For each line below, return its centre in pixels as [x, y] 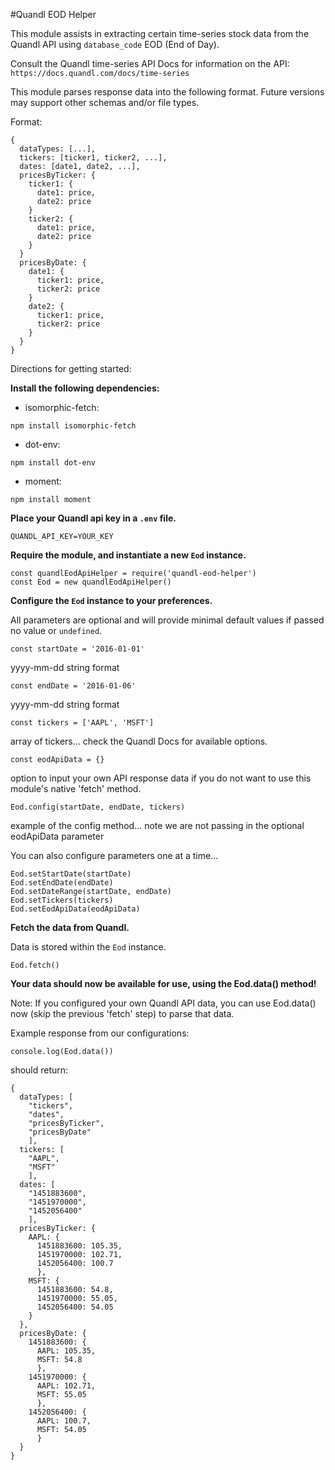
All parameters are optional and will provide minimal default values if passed [167, 620]
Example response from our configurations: [100, 1033]
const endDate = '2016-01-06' [73, 686]
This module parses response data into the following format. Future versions [167, 92]
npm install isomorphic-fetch [73, 426]
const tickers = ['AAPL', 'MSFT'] [82, 723]
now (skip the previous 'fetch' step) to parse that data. [122, 1013]
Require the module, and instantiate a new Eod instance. [128, 555]
